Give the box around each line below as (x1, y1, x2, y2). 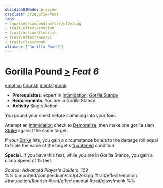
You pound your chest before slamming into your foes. (5, 112, 117, 118)
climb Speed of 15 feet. (5, 157, 53, 163)
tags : (5, 16, 16, 21)
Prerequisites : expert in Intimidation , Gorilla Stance (12, 92, 118, 98)
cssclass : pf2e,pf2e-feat (5, 12, 59, 17)
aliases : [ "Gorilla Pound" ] (5, 44, 64, 49)
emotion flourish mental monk (5, 82, 67, 88)
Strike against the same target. (5, 127, 68, 133)
